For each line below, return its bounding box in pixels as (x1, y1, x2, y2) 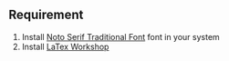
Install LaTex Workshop (21, 41, 109, 52)
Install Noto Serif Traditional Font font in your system (21, 31, 220, 42)
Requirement (8, 7, 84, 23)
